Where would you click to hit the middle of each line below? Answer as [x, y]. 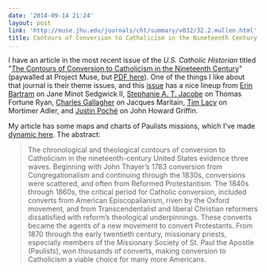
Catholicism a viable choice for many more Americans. [117, 259]
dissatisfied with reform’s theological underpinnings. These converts [140, 217]
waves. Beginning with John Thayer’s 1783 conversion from [125, 167]
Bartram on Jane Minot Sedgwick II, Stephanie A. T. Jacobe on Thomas [125, 94]
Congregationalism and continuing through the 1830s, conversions [137, 175]
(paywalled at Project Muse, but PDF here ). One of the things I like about [127, 77]
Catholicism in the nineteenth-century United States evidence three [138, 159]
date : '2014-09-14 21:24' [51, 15]
